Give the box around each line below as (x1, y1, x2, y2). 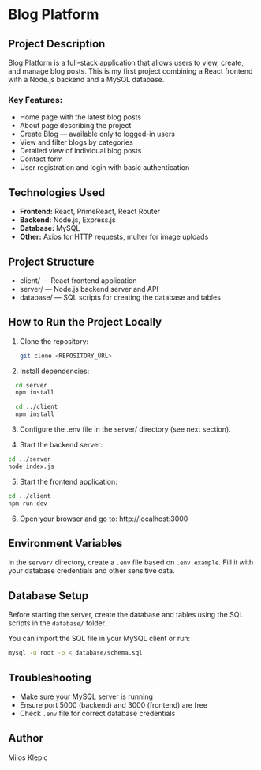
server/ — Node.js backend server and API (19, 284, 159, 293)
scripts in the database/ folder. (8, 618, 107, 628)
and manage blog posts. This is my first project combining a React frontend (8, 66, 253, 76)
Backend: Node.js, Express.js (19, 215, 116, 225)
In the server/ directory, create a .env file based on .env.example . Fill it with (8, 557, 254, 567)
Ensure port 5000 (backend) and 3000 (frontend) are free (19, 700, 207, 709)
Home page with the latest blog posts (19, 112, 142, 122)
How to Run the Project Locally (8, 315, 162, 329)
